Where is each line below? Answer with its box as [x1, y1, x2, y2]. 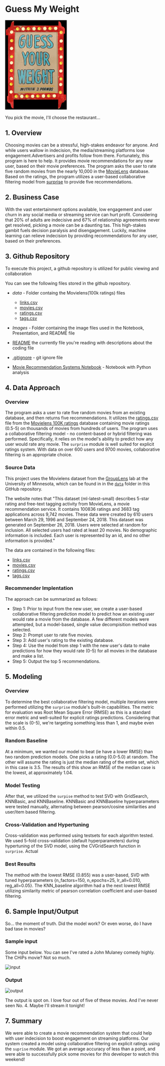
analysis [12, 369, 30, 375]
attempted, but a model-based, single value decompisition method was [12, 621, 157, 627]
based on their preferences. [5, 238, 62, 243]
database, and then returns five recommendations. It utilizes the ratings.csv [5, 415, 159, 421]
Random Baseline [5, 737, 48, 744]
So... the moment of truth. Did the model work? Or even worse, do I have [5, 921, 152, 926]
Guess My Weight [5, 3, 80, 15]
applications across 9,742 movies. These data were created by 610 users [5, 511, 154, 517]
